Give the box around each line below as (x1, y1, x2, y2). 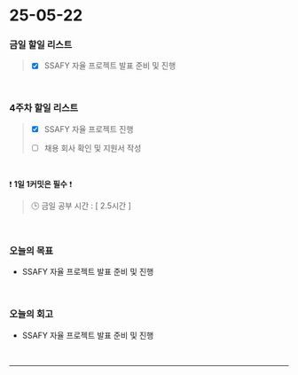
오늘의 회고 (9, 308, 54, 320)
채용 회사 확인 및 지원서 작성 (43, 143, 142, 153)
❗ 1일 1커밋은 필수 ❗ (9, 178, 73, 189)
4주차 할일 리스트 (9, 102, 79, 114)
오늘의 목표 (9, 245, 54, 257)
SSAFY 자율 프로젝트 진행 (43, 123, 134, 134)
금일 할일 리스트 (9, 39, 73, 51)
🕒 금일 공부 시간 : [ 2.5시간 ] (30, 200, 131, 211)
